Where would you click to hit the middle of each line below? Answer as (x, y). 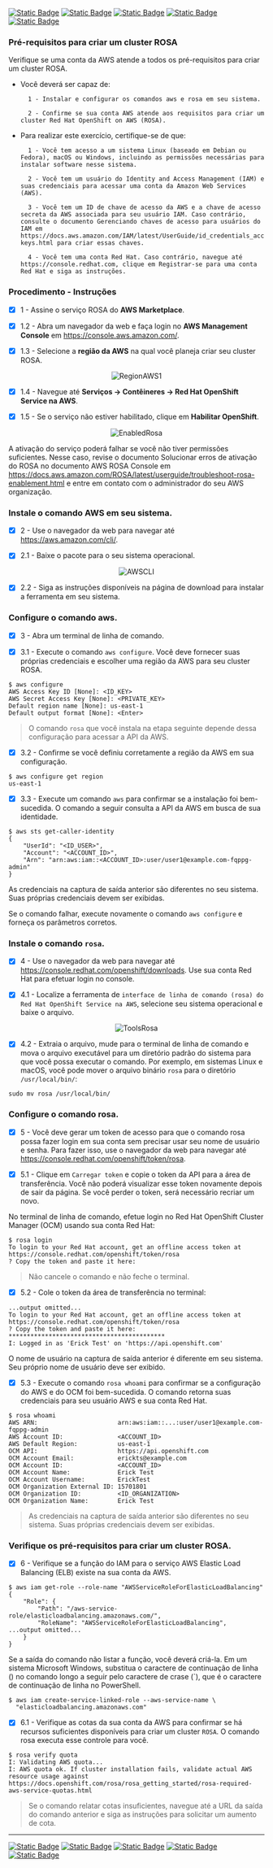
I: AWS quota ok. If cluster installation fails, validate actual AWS (130, 1770)
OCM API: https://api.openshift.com (108, 1451)
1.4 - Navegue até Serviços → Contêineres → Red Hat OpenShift (129, 391)
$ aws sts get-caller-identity (61, 831)
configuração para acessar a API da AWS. (98, 737)
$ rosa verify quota (43, 1755)
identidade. (39, 816)
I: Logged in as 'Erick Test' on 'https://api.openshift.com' (116, 1343)
